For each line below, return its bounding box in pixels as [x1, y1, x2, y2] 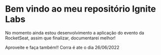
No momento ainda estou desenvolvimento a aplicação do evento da [5, 30, 144, 36]
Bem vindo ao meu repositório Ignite [5, 3, 156, 15]
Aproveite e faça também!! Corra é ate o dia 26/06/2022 [5, 44, 120, 50]
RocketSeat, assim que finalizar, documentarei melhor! [5, 35, 116, 41]
